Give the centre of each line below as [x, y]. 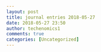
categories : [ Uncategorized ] [43, 39]
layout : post [23, 12]
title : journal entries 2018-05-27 [51, 17]
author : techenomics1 [33, 28]
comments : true [25, 34]
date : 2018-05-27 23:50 [36, 23]
